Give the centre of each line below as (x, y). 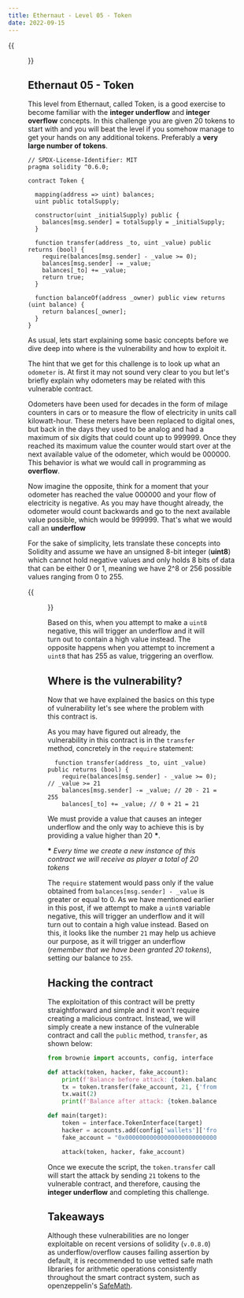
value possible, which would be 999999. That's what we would (130, 520)
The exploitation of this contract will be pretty (121, 1001)
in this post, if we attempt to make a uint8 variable (129, 908)
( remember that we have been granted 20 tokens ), (129, 950)
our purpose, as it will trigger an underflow (117, 941)
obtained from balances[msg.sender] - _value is (126, 891)
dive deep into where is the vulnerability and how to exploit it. (127, 349)
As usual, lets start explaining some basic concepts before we (128, 340)
